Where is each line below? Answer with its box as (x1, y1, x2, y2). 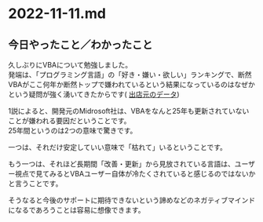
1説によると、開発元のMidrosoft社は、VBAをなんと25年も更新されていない (8, 107, 250, 115)
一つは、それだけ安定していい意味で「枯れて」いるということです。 (8, 143, 228, 151)
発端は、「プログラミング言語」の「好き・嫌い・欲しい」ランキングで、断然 (8, 70, 253, 79)
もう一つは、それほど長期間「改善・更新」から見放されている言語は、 (8, 159, 236, 169)
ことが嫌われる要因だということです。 (8, 116, 131, 126)
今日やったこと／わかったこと (8, 38, 153, 51)
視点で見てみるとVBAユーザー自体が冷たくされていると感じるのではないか (14, 169, 256, 178)
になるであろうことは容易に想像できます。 (8, 206, 145, 214)
